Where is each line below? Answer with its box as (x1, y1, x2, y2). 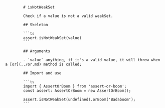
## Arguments (23, 49, 51, 54)
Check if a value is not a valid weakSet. (23, 14, 113, 19)
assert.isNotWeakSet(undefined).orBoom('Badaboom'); (23, 97, 136, 102)
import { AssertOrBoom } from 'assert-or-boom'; (23, 84, 127, 89)
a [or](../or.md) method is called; (5, 62, 82, 67)
